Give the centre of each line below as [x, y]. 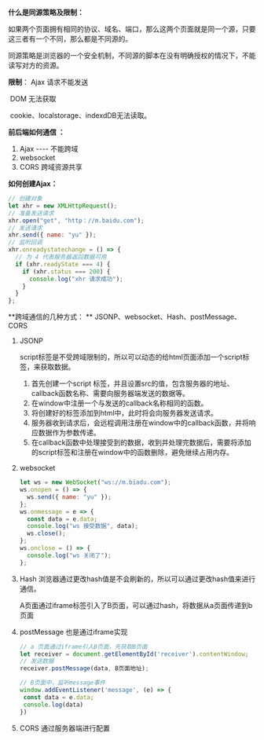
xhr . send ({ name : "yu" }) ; [52, 235]
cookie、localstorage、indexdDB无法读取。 [81, 115]
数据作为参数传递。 [69, 433]
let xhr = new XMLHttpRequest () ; [63, 206]
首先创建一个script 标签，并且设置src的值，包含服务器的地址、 [132, 383]
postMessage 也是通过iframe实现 [73, 632]
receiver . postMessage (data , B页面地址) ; [84, 669]
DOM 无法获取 [33, 99]
